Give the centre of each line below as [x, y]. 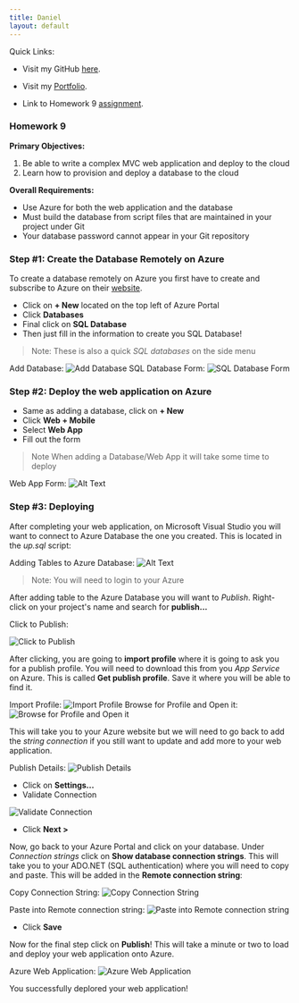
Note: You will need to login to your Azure [108, 580]
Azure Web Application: [53, 971]
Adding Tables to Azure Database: [72, 562]
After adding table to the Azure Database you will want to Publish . [130, 597]
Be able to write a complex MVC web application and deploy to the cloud [156, 163]
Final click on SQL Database [75, 324]
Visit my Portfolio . [54, 86]
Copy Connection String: [54, 892]
